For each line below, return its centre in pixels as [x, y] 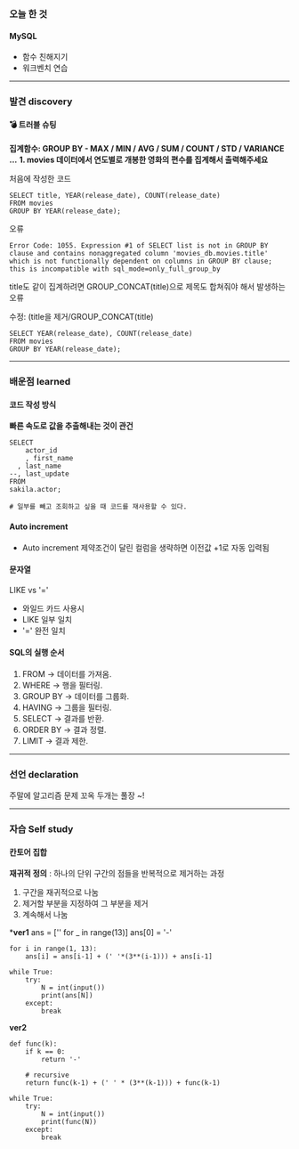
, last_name [40, 466]
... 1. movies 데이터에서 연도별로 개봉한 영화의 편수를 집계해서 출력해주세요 [139, 160]
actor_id [41, 451]
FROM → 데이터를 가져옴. [67, 673]
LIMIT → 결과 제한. [55, 740]
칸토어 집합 [28, 852]
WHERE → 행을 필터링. [62, 685]
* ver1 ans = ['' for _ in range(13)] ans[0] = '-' [90, 933]
